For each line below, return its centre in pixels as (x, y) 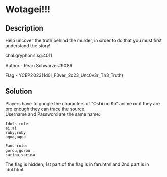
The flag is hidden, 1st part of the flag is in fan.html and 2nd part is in (77, 164)
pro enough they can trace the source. (45, 109)
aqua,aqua (16, 137)
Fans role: (17, 146)
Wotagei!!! (28, 9)
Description (24, 28)
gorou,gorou (18, 150)
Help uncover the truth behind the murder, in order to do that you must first (84, 40)
